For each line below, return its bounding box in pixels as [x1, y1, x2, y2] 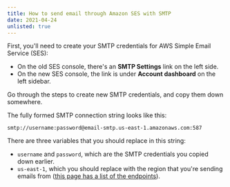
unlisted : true [7, 23, 51, 30]
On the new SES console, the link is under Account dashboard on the [17, 70, 216, 78]
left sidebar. [17, 77, 52, 86]
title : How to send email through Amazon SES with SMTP [7, 10, 171, 17]
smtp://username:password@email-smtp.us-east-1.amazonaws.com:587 [7, 125, 202, 132]
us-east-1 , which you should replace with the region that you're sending [17, 165, 223, 173]
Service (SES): [7, 49, 48, 57]
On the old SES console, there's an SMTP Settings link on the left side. [17, 63, 219, 71]
